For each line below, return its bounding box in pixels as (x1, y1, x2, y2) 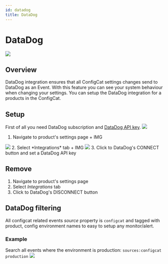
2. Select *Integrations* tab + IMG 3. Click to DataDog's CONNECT (11, 145, 159, 151)
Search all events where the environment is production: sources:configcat (5, 247, 162, 253)
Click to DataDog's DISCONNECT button (12, 189, 98, 195)
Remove (5, 165, 32, 173)
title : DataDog (5, 12, 38, 17)
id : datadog (5, 7, 31, 13)
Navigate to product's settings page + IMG (12, 134, 103, 140)
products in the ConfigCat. (5, 95, 61, 101)
